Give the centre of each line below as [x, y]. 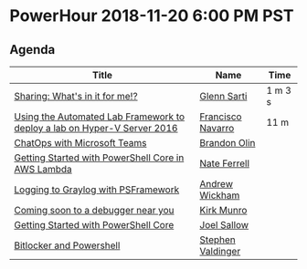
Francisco [221, 117]
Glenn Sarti [223, 96]
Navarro [217, 128]
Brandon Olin [228, 143]
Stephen [217, 240]
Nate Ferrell [224, 163]
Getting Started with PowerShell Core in [99, 158]
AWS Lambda [43, 169]
